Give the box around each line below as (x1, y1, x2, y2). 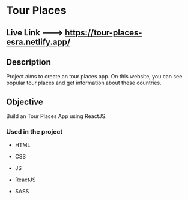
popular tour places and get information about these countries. (6, 79, 162, 87)
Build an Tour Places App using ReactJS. (6, 113, 107, 120)
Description (6, 57, 51, 67)
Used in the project (6, 128, 63, 136)
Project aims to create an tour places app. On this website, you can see (6, 73, 183, 80)
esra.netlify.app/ (6, 37, 71, 47)
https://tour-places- (65, 28, 142, 38)
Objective (6, 96, 44, 107)
